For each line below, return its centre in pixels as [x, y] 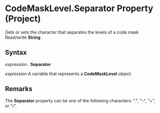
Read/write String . [24, 37]
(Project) [23, 19]
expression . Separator [28, 64]
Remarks [19, 89]
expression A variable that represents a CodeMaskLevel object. [69, 74]
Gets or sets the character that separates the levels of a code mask [72, 32]
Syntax [16, 53]
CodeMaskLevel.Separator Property [79, 8]
